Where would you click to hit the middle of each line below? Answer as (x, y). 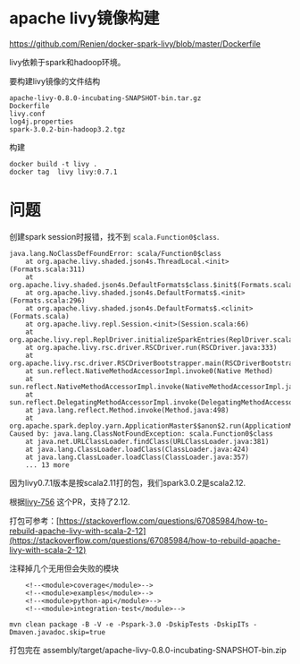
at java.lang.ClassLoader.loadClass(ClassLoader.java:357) (137, 457)
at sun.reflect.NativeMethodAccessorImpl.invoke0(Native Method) (150, 371)
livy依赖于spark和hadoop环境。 (67, 62)
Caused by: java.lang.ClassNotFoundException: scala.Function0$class (142, 434)
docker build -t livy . (54, 164)
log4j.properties (42, 122)
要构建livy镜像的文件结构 (55, 81)
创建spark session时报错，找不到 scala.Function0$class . (114, 236)
